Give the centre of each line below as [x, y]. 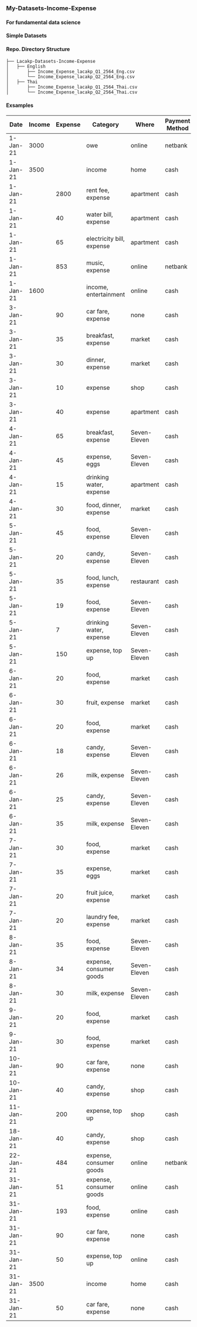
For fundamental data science [43, 22]
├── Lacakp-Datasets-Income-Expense [51, 62]
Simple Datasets [26, 36]
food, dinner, [104, 505]
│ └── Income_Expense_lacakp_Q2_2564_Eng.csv [70, 77]
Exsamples [20, 105]
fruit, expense [105, 702]
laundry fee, [103, 917]
